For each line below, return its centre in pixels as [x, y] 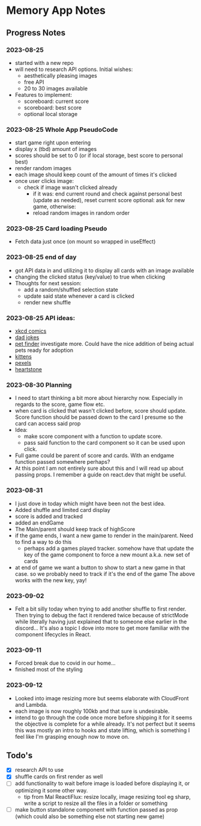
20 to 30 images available [56, 88]
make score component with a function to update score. [93, 436]
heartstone [28, 369]
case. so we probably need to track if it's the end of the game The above [105, 574]
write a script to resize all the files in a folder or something [96, 803]
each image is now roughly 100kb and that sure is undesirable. [92, 711]
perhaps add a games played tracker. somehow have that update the [109, 548]
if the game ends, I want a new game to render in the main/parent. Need [104, 535]
